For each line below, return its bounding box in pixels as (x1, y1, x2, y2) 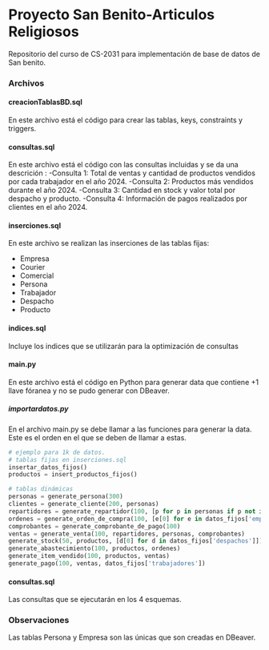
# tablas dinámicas (8, 485, 74, 493)
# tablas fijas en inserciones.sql (8, 455, 127, 463)
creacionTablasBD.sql (8, 98, 82, 107)
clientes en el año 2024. (8, 203, 88, 212)
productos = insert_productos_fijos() (8, 471, 138, 479)
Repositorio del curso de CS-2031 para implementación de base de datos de (8, 49, 260, 58)
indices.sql (8, 323, 46, 333)
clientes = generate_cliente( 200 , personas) (8, 500, 159, 508)
